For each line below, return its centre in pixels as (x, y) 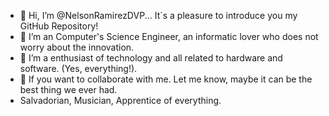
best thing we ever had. (68, 89)
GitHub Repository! (59, 26)
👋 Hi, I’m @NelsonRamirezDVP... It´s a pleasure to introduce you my (158, 15)
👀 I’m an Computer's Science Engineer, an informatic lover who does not (169, 36)
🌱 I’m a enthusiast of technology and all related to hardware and (151, 58)
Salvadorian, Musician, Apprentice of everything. (120, 100)
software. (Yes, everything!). (78, 68)
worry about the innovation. (77, 47)
